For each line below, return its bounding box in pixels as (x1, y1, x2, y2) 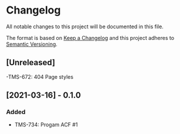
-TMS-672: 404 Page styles (6, 73, 74, 80)
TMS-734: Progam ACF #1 (14, 121, 78, 128)
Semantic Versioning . (6, 41, 57, 48)
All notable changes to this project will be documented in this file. (6, 23, 164, 30)
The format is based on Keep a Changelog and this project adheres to (6, 34, 175, 41)
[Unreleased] (6, 58, 56, 68)
